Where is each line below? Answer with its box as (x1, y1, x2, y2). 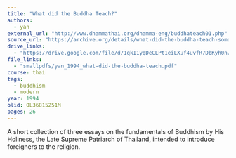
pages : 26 (7, 108, 37, 115)
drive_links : (7, 43, 46, 50)
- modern (13, 88, 39, 96)
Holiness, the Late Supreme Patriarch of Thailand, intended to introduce (7, 135, 216, 143)
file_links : (7, 56, 42, 63)
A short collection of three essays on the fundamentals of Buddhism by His (7, 127, 225, 136)
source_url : (7, 37, 42, 44)
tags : (7, 75, 23, 83)
